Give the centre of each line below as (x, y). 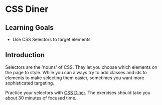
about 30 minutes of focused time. (41, 98)
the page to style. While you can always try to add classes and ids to (76, 72)
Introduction (25, 55)
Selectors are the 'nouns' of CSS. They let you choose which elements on (81, 67)
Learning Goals (30, 28)
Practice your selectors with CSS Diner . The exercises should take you (78, 93)
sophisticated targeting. (30, 83)
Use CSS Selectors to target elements (51, 39)
